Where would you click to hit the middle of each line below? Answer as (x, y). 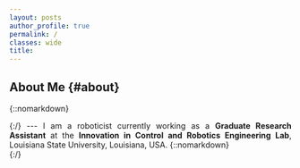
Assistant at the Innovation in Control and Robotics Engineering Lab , (150, 135)
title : (21, 51)
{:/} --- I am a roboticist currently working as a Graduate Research (150, 125)
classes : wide (36, 42)
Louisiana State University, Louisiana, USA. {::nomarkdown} (120, 145)
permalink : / (34, 34)
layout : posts (36, 17)
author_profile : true (50, 26)
